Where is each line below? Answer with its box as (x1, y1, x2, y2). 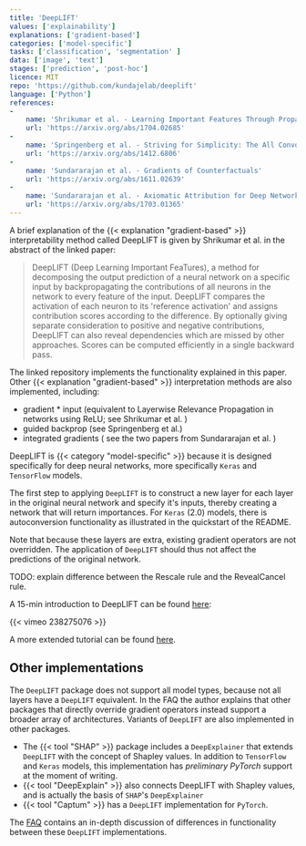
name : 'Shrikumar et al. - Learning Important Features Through (25, 115, 275, 124)
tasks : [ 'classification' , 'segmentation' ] (9, 47, 181, 57)
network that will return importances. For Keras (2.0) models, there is (9, 507, 268, 518)
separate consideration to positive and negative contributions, (31, 320, 265, 331)
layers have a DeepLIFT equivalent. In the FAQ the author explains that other (9, 694, 291, 705)
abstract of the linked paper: (9, 243, 117, 255)
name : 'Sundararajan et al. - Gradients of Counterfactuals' (25, 166, 262, 175)
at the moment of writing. (22, 769, 118, 780)
